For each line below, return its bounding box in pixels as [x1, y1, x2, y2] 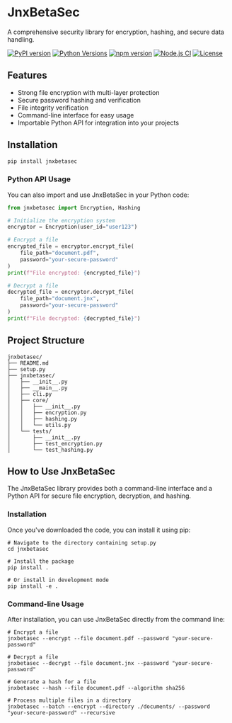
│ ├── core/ [7, 397, 50, 404]
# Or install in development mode [7, 576, 110, 583]
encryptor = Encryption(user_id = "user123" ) [7, 224, 138, 231]
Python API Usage [7, 174, 71, 184]
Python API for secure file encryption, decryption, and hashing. [7, 491, 192, 500]
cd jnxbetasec [7, 545, 50, 552]
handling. [7, 35, 35, 43]
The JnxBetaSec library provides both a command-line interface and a [7, 484, 213, 493]
